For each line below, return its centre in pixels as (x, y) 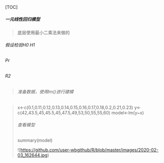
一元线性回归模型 (23, 19)
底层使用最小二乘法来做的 (43, 32)
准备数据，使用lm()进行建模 (45, 92)
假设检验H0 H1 (20, 45)
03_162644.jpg (32, 155)
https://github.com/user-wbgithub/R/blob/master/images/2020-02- (89, 150)
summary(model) (35, 140)
